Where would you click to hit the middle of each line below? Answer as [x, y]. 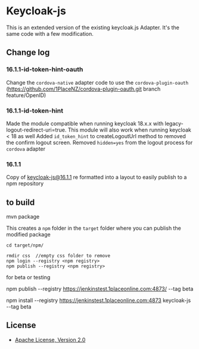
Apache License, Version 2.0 [50, 339]
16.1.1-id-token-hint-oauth [45, 70]
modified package [28, 235]
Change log [28, 53]
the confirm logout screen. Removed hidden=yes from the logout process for [99, 142]
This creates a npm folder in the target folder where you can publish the [94, 228]
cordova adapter [26, 149]
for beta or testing [28, 278]
